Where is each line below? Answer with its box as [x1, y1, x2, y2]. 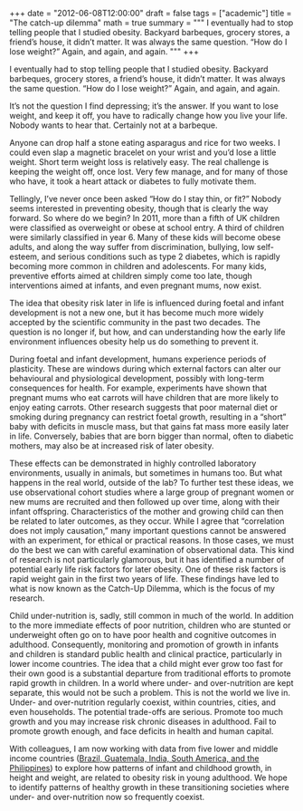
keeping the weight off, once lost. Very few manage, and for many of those [9, 167, 289, 177]
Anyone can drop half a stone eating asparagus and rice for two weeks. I [9, 138, 280, 148]
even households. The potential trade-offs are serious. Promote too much [9, 707, 283, 717]
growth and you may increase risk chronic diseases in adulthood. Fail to [9, 716, 277, 727]
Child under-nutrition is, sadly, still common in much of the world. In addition [9, 611, 294, 621]
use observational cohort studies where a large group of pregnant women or [9, 487, 295, 497]
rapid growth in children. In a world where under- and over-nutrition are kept [9, 678, 294, 688]
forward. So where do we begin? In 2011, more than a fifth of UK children [9, 213, 280, 223]
